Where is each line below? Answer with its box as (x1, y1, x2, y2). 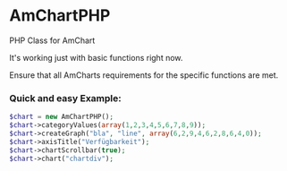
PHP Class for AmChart (9, 35, 96, 46)
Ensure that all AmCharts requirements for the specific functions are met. (9, 69, 279, 81)
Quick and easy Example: (9, 91, 122, 104)
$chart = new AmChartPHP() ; (9, 113, 114, 122)
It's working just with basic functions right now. (9, 52, 183, 63)
